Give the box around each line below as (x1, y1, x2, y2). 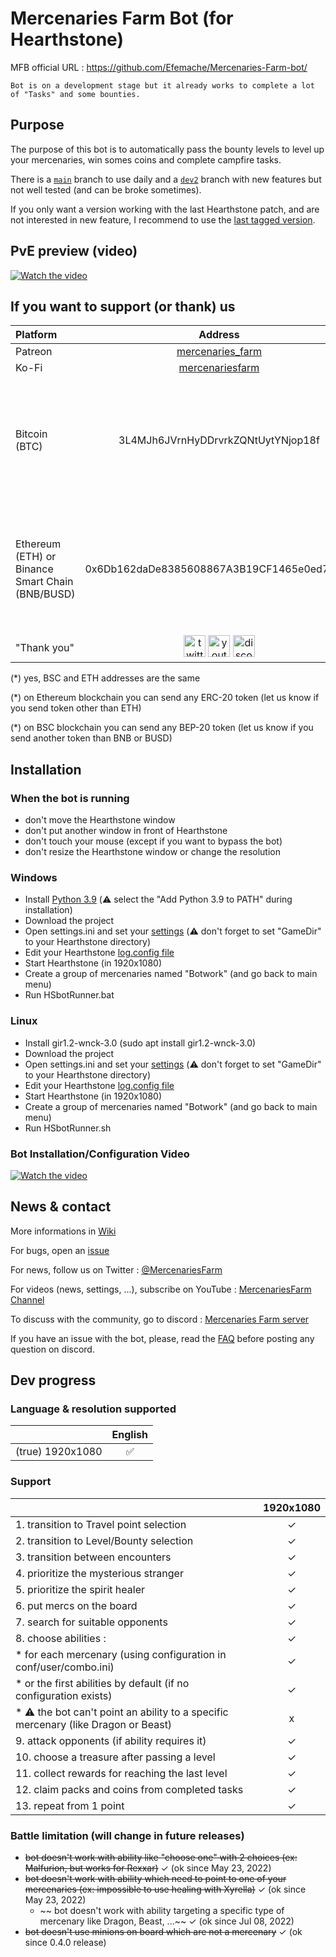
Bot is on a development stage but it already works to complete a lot (10, 80, 315, 91)
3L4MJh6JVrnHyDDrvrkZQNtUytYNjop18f (118, 433, 320, 447)
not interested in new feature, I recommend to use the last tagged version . (10, 213, 316, 226)
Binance (15, 562, 54, 576)
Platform (15, 328, 58, 342)
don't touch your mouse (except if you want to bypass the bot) (24, 835, 283, 847)
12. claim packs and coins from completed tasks (15, 1782, 244, 1796)
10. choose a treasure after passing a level (15, 1750, 216, 1764)
